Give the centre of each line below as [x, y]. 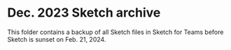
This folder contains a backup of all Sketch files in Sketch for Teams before [115, 32]
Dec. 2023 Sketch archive [84, 13]
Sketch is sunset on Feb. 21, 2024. [57, 39]
